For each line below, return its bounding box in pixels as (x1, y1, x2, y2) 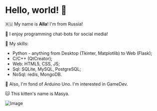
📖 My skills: (5, 40, 29, 46)
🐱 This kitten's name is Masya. (5, 91, 70, 97)
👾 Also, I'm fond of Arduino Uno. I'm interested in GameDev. (5, 81, 128, 87)
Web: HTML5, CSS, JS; (12, 61, 60, 67)
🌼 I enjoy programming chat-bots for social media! (5, 31, 108, 37)
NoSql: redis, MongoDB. (12, 71, 62, 77)
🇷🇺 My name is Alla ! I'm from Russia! (5, 21, 83, 27)
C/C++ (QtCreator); (12, 55, 53, 61)
